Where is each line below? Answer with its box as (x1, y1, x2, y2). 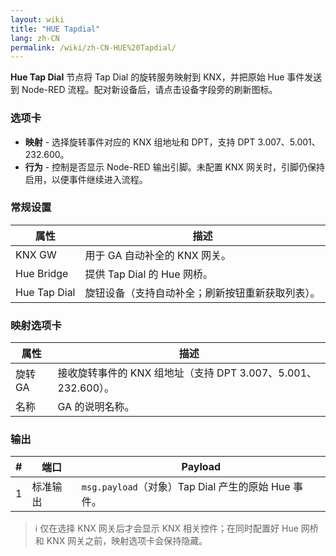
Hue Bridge (15, 266, 69, 280)
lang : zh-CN (10, 33, 60, 43)
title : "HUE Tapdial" (10, 24, 101, 34)
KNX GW (15, 247, 57, 261)
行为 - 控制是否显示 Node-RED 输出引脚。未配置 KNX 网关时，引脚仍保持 (24, 161, 326, 173)
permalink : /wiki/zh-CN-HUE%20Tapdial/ (10, 42, 177, 53)
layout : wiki (10, 14, 65, 25)
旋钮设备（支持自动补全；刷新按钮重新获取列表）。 (84, 286, 321, 300)
